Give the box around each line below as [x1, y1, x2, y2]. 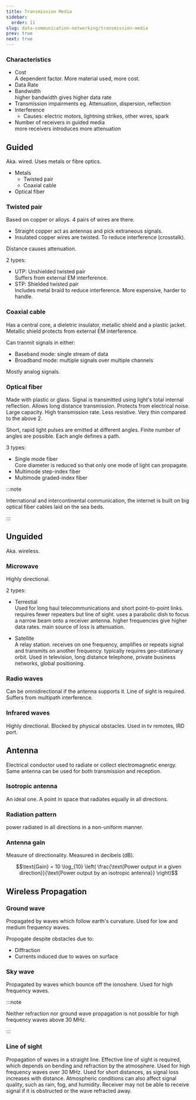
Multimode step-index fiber [14, 468, 81, 475]
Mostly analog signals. [6, 368, 60, 375]
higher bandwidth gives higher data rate [14, 94, 112, 101]
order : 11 [11, 19, 35, 25]
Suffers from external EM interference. [14, 275, 108, 282]
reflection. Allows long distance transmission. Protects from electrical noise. [6, 402, 190, 409]
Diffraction [14, 947, 40, 954]
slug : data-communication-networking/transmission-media [6, 25, 148, 31]
